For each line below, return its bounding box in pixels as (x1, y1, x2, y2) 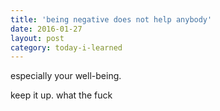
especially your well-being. (10, 70, 122, 82)
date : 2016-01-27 (10, 24, 83, 34)
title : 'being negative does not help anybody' (10, 14, 213, 25)
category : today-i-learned (10, 42, 123, 53)
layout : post (10, 33, 65, 43)
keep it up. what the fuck (10, 89, 113, 101)
